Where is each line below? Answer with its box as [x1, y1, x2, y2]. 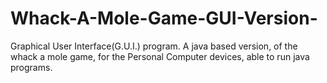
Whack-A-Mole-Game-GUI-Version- [10, 7, 318, 30]
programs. [10, 61, 53, 73]
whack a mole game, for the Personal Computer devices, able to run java [10, 50, 310, 62]
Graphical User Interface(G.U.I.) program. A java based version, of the [10, 40, 298, 52]
